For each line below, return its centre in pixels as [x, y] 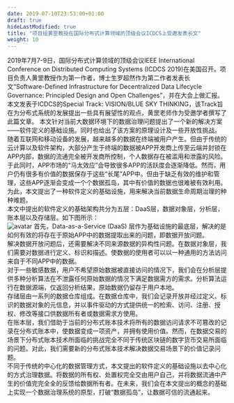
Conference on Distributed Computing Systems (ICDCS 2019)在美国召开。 [114, 69]
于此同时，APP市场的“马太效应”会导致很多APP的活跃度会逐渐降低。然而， [114, 166]
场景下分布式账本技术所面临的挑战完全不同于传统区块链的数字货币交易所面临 [117, 340]
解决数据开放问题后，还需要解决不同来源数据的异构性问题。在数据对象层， [114, 244]
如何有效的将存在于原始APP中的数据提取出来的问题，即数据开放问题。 [108, 235]
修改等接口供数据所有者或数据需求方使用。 [80, 314]
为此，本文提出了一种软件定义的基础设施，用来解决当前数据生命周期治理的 [114, 191]
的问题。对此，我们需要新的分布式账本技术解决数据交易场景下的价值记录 [111, 349]
